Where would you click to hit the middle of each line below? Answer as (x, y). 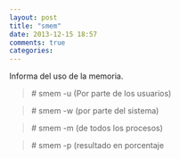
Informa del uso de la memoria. (66, 76)
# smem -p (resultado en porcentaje (98, 146)
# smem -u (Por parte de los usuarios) (101, 94)
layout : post (33, 17)
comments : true (37, 42)
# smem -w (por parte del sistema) (95, 111)
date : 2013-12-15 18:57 (53, 34)
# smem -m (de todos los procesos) (97, 128)
